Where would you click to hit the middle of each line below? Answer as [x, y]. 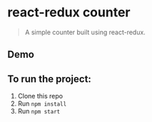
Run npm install [42, 103]
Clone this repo [40, 96]
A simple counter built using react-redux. [85, 32]
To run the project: [49, 79]
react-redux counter [69, 12]
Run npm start [39, 111]
